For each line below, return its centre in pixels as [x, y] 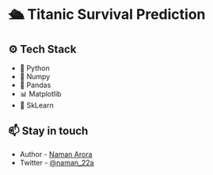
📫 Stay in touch [48, 131]
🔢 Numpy [35, 76]
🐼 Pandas [35, 85]
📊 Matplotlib [40, 94]
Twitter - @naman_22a [57, 162]
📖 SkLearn [36, 105]
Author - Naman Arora [56, 154]
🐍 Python [34, 68]
